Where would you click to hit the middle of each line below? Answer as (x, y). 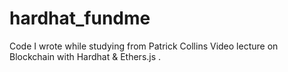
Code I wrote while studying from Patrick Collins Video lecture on (144, 46)
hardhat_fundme (80, 18)
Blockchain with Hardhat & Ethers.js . (85, 56)
